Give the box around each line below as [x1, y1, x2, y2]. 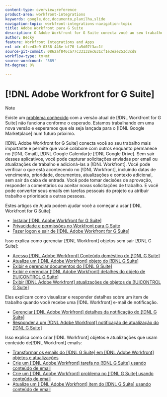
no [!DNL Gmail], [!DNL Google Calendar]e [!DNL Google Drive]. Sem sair [5, 151, 155, 157]
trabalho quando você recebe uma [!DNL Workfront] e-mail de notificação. [5, 299, 158, 305]
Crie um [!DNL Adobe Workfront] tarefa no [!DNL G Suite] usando [12, 360, 147, 366]
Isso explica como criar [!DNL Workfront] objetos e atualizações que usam [5, 334, 158, 341]
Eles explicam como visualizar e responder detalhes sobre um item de [5, 294, 149, 300]
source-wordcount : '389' [5, 58, 57, 63]
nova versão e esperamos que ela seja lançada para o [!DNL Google [5, 125, 145, 131]
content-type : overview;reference [5, 7, 77, 12]
